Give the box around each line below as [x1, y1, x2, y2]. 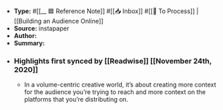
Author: [13, 32, 37, 39]
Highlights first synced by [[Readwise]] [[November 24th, [13, 56, 212, 66]
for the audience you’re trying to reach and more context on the [24, 88, 206, 96]
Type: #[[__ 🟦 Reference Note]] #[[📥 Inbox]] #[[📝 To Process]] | [13, 7, 199, 15]
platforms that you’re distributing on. [24, 95, 129, 104]
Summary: [13, 39, 45, 47]
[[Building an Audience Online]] [13, 17, 104, 25]
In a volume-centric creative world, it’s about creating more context [24, 80, 217, 89]
